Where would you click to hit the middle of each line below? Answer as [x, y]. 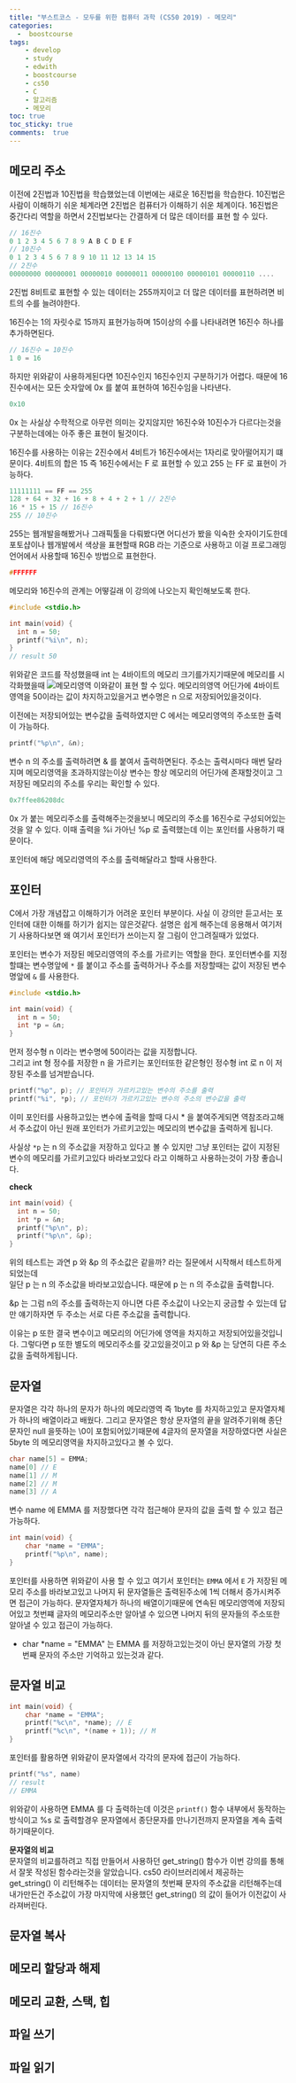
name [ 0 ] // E [33, 1467]
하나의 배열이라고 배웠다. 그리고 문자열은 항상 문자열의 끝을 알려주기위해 [142, 1420]
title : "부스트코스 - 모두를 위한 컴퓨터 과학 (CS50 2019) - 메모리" [123, 17]
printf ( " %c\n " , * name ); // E [79, 1723]
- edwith [41, 67]
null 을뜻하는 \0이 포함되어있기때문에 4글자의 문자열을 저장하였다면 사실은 [159, 1431]
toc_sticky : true [41, 125]
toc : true [27, 116]
